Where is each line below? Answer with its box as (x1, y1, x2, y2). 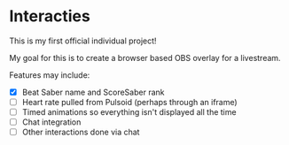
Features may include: (9, 69, 90, 80)
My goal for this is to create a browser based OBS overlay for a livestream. (9, 52, 281, 63)
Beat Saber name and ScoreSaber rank (21, 87, 165, 97)
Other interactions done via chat (21, 126, 140, 138)
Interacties (9, 6, 90, 27)
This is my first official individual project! (9, 35, 157, 46)
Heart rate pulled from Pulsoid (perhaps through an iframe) (21, 97, 238, 107)
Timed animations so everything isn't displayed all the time (21, 107, 237, 118)
